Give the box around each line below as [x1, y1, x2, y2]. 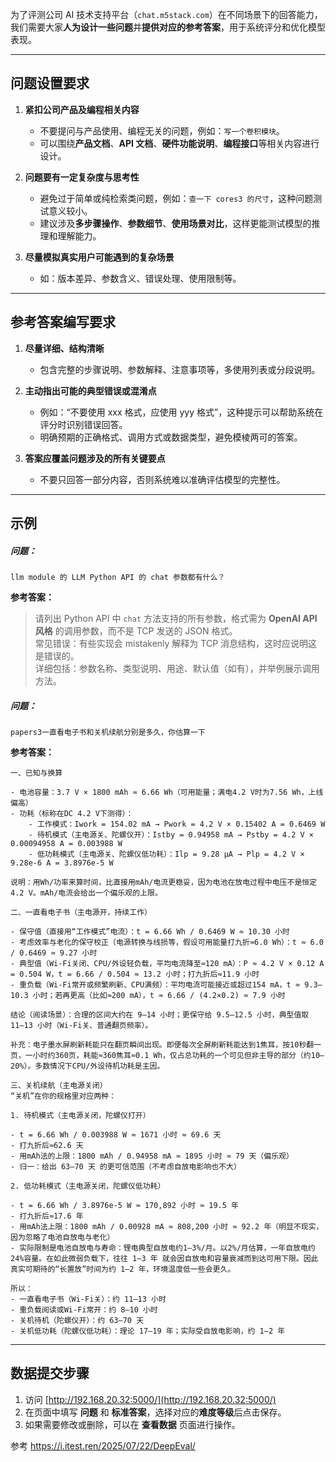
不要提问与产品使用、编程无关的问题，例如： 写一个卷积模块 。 [39, 124, 285, 137]
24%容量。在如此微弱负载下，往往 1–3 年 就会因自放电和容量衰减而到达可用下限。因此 [10, 1253, 319, 1263]
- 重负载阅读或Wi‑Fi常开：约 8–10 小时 [10, 1304, 158, 1315]
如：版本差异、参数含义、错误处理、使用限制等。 [39, 272, 242, 284]
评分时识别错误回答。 [39, 418, 128, 430]
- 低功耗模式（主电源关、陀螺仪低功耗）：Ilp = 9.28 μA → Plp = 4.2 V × [28, 849, 305, 859]
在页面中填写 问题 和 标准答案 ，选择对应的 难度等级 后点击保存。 [24, 1406, 287, 1418]
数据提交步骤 [10, 1365, 90, 1382]
